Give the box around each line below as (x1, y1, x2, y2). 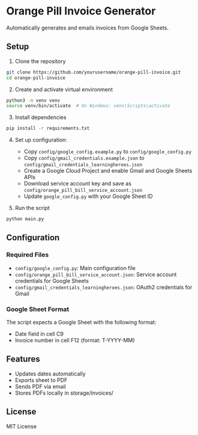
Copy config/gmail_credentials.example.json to (23, 155, 145, 162)
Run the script (14, 205, 50, 212)
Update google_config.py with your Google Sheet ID (23, 193, 153, 200)
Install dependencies (14, 114, 67, 121)
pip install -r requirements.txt (6, 125, 90, 132)
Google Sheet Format (6, 305, 70, 313)
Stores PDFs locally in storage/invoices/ (14, 389, 114, 396)
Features (6, 354, 40, 365)
